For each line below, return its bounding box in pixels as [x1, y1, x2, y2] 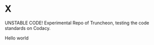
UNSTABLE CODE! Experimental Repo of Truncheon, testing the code [5, 20, 149, 26]
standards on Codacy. [5, 25, 51, 31]
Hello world [5, 35, 29, 41]
